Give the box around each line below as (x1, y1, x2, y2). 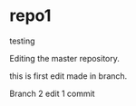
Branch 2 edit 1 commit (9, 88, 95, 99)
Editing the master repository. (9, 53, 120, 63)
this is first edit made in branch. (9, 70, 128, 82)
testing (9, 35, 35, 46)
